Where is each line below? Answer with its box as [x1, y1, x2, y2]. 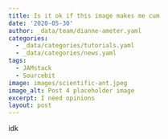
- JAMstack [15, 64, 52, 72]
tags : [8, 57, 27, 65]
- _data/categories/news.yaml [15, 49, 117, 57]
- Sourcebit [15, 72, 56, 80]
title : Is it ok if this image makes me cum [8, 11, 160, 20]
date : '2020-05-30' [8, 19, 74, 27]
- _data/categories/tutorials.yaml [15, 42, 135, 50]
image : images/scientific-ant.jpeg [8, 79, 128, 87]
